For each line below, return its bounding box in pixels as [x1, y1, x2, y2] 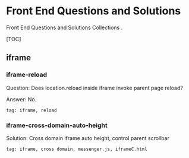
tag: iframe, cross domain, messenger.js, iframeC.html [6, 146, 147, 152]
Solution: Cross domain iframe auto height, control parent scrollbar [6, 134, 169, 141]
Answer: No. [6, 95, 37, 103]
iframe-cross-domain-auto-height [6, 121, 108, 129]
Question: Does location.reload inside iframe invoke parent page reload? [6, 84, 183, 91]
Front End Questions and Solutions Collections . [6, 24, 123, 31]
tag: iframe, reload [6, 107, 58, 113]
